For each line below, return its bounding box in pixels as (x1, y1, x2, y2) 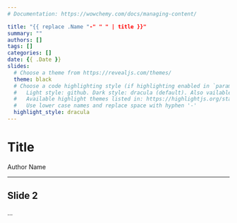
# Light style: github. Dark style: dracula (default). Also (13, 89, 203, 96)
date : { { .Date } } (7, 56, 61, 64)
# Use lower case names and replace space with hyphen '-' (13, 102, 197, 110)
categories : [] (7, 50, 52, 57)
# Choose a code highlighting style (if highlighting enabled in (13, 82, 210, 89)
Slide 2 (7, 190, 39, 202)
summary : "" (7, 30, 42, 37)
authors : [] (7, 36, 42, 43)
